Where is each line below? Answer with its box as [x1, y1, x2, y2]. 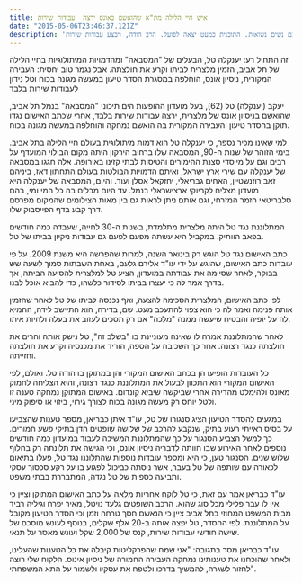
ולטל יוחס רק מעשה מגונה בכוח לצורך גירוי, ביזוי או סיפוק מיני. [9, 397, 218, 408]
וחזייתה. [9, 350, 36, 361]
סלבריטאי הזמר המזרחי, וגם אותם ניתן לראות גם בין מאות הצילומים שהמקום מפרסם [9, 194, 292, 205]
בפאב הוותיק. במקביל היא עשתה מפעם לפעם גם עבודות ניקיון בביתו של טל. [9, 231, 264, 242]
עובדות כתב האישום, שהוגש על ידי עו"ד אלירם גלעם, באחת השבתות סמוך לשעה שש [9, 258, 293, 269]
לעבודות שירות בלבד [9, 83, 79, 94]
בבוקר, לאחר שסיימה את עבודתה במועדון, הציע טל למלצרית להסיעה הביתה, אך [9, 267, 278, 279]
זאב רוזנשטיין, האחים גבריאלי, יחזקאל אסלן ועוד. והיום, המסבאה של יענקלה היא [9, 175, 276, 186]
